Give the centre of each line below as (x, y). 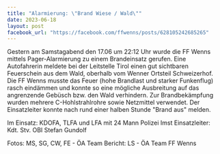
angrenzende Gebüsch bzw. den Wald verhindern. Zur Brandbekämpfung (110, 95)
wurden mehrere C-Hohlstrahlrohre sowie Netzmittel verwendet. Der (104, 102)
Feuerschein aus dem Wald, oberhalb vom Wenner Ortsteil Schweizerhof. (110, 74)
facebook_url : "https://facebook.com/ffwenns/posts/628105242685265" (108, 32)
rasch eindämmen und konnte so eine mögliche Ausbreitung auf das (103, 88)
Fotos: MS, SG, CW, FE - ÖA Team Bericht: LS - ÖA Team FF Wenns (102, 143)
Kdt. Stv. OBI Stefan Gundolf (47, 130)
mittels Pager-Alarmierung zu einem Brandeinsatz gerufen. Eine (97, 59)
